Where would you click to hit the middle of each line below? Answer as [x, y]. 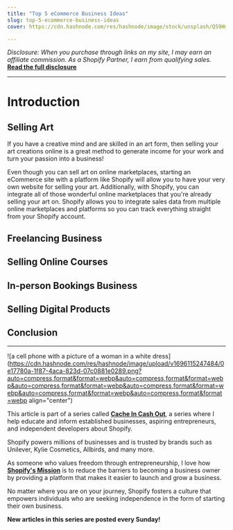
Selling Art [31, 127]
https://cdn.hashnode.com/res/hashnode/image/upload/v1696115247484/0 [117, 363]
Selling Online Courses [58, 262]
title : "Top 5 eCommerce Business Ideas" [68, 14]
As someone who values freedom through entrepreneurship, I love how [109, 463]
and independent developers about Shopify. [70, 429]
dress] [162, 356]
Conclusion [33, 333]
